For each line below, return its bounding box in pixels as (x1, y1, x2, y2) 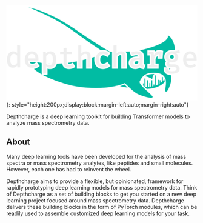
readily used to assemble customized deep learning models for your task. (6, 210, 190, 217)
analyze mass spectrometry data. (6, 119, 90, 126)
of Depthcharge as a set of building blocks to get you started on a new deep (6, 190, 197, 198)
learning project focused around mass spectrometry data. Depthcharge (6, 196, 185, 204)
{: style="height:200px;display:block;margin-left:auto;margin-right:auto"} (6, 101, 189, 108)
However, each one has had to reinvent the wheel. (6, 165, 131, 173)
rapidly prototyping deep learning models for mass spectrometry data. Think (6, 184, 198, 191)
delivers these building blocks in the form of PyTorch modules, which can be (6, 203, 198, 210)
